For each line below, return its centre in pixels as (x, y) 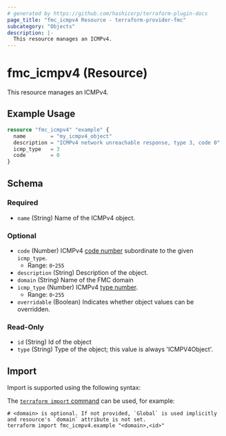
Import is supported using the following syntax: (74, 388)
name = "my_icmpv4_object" (63, 136)
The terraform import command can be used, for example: (91, 401)
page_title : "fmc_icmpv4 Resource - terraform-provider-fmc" (97, 20)
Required (23, 203)
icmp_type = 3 (37, 149)
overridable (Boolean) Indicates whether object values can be (105, 302)
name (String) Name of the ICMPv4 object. (76, 218)
